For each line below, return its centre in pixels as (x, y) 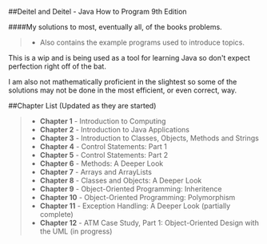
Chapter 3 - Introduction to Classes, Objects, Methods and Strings (149, 138)
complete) (56, 214)
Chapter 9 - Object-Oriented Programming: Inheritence (131, 189)
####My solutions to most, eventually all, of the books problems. (115, 27)
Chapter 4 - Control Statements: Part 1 (104, 146)
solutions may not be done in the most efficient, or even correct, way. (123, 90)
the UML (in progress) (76, 231)
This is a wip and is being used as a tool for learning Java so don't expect (129, 58)
